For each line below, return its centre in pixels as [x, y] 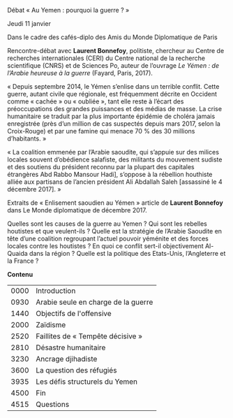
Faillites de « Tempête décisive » [89, 336]
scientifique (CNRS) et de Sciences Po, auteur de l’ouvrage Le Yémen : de [113, 65]
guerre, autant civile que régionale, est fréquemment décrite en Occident [112, 94]
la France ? [23, 261]
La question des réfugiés [76, 370]
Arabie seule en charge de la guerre [95, 302]
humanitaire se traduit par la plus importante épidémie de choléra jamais [111, 116]
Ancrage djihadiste [67, 359]
